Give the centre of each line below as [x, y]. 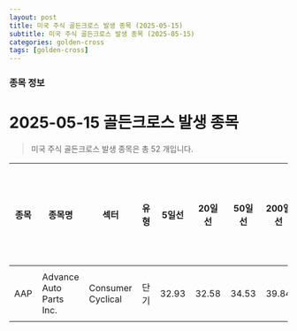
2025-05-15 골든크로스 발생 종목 [124, 123]
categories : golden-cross [57, 42]
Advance [61, 277]
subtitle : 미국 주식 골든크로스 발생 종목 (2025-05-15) [102, 34]
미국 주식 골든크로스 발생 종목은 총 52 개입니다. [112, 149]
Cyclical [105, 299]
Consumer [110, 288]
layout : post [33, 17]
